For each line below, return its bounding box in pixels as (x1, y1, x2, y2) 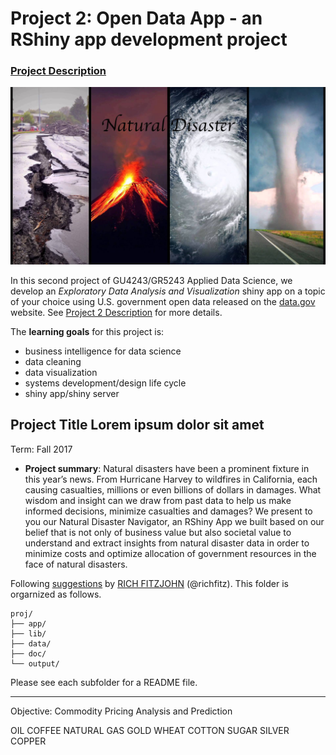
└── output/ (10, 658, 60, 669)
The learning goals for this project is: (10, 325, 165, 337)
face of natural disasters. (24, 558, 128, 570)
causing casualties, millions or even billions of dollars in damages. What (24, 483, 322, 496)
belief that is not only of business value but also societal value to (24, 526, 292, 538)
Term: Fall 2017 (10, 443, 73, 455)
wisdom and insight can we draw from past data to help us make (24, 494, 292, 506)
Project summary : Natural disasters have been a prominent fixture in (24, 462, 310, 474)
